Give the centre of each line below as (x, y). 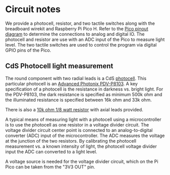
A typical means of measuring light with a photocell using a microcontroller (83, 119)
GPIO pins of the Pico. (28, 50)
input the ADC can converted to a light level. (51, 151)
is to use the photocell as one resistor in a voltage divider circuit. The (77, 124)
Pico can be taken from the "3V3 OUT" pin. (50, 167)
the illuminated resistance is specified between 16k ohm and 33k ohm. (78, 100)
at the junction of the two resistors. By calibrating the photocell (71, 141)
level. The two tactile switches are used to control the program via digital (81, 45)
